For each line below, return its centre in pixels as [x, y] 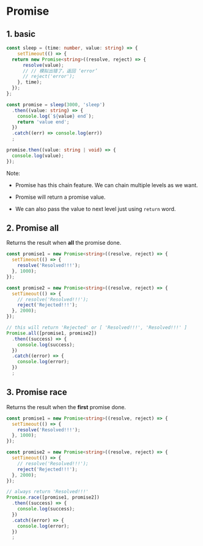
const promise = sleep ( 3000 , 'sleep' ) [56, 105]
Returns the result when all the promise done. [64, 243]
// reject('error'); [49, 77]
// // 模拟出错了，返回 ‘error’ [60, 71]
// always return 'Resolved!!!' [47, 492]
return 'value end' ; [43, 122]
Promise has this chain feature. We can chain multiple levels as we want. [106, 185]
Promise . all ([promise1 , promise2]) [52, 333]
